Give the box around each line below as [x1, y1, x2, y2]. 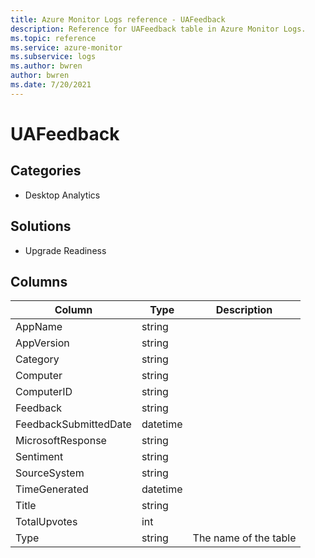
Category [15, 352, 60, 366]
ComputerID [15, 385, 73, 399]
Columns [10, 273, 68, 290]
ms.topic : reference [10, 33, 97, 43]
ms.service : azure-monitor [10, 42, 123, 53]
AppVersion [15, 336, 70, 350]
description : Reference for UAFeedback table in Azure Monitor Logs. [10, 24, 307, 34]
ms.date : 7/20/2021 [10, 80, 92, 90]
